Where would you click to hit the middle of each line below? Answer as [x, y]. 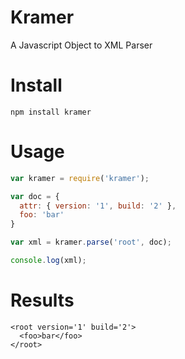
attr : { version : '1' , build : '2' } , [98, 206]
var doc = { [35, 196]
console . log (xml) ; [48, 261]
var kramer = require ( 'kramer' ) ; [80, 178]
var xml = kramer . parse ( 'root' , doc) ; [91, 242]
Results [42, 300]
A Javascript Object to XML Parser [81, 45]
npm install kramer [51, 112]
